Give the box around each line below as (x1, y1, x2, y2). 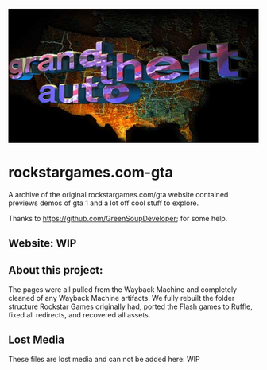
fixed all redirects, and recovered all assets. (8, 310, 151, 319)
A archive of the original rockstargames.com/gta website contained (8, 189, 229, 199)
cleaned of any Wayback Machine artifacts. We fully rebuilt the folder (8, 293, 235, 302)
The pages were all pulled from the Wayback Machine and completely (8, 284, 237, 294)
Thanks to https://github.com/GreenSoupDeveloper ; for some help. (8, 213, 228, 223)
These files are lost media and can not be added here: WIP (8, 354, 200, 364)
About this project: (8, 263, 103, 277)
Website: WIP (8, 236, 77, 251)
